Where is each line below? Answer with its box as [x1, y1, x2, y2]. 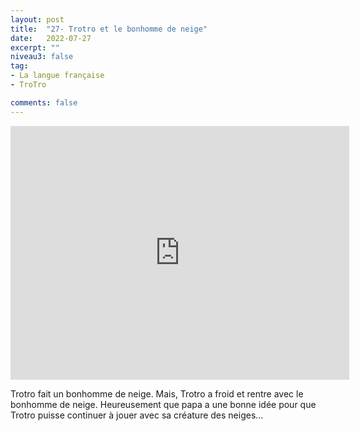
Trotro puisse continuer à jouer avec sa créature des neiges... [10, 409, 264, 421]
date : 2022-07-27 [10, 33, 92, 43]
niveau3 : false [10, 52, 74, 62]
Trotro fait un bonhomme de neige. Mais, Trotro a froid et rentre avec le [10, 387, 304, 400]
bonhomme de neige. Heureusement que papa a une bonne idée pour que [10, 398, 317, 410]
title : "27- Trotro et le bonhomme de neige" [10, 24, 208, 34]
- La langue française [10, 71, 105, 81]
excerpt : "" [10, 42, 60, 53]
